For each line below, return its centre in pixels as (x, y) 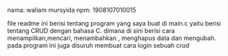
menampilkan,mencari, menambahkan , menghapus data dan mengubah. (112, 38)
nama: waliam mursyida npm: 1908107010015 (72, 10)
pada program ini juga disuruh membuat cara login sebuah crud (98, 45)
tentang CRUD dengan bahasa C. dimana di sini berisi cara (91, 31)
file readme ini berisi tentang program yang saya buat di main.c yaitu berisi (114, 23)
